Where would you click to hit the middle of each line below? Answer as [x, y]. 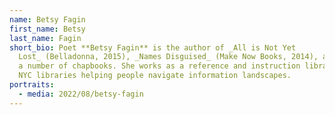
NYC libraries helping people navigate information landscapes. [155, 76]
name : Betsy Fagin [47, 19]
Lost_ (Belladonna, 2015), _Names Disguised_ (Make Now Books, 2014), [168, 57]
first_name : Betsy [47, 29]
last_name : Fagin [45, 38]
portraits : [32, 85]
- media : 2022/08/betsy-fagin [81, 94]
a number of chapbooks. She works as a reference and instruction [159, 66]
